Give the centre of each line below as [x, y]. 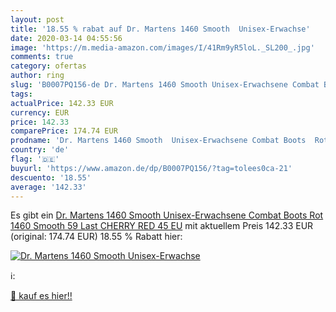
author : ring [37, 76]
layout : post [37, 19]
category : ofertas [48, 66]
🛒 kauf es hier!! [41, 296]
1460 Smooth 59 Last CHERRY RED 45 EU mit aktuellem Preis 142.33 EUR [162, 226]
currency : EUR [40, 112]
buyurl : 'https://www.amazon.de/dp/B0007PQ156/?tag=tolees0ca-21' [151, 168]
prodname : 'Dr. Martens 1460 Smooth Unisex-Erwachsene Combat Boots [158, 141]
